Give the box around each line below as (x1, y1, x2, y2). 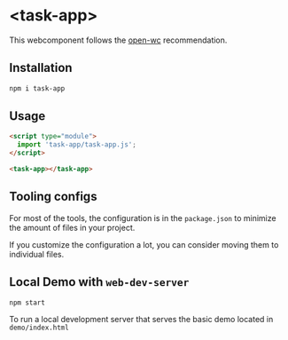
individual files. (9, 249, 65, 259)
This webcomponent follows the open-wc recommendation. (9, 35, 228, 45)
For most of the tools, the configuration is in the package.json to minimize (9, 212, 276, 223)
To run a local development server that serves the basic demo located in (9, 314, 274, 325)
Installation (9, 60, 73, 75)
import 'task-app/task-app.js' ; (17, 140, 137, 149)
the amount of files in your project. (9, 222, 136, 233)
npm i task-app (9, 83, 66, 93)
